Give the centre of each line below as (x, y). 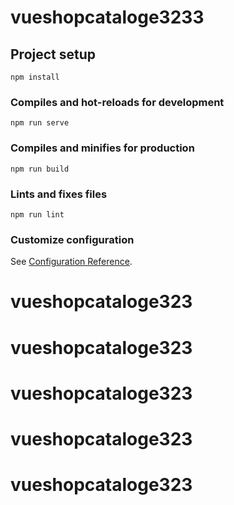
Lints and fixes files (59, 194)
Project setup (53, 54)
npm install (35, 77)
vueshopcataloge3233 (107, 17)
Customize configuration (72, 239)
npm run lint (37, 214)
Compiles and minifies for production (102, 148)
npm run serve (40, 123)
